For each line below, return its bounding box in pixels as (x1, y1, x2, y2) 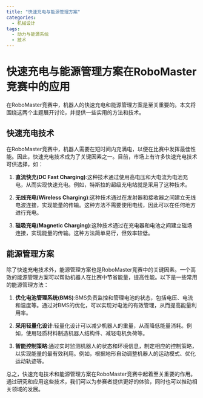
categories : (6, 15, 36, 21)
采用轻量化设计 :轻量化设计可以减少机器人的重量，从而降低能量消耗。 (15, 322, 187, 329)
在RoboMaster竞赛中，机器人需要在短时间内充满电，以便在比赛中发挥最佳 (6, 145, 191, 152)
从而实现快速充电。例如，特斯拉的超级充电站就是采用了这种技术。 (25, 181, 191, 188)
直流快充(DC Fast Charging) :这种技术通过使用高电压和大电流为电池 (15, 173, 183, 180)
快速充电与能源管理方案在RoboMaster (6, 65, 197, 79)
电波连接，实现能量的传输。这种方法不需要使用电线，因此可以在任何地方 (15, 201, 196, 209)
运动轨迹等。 (15, 357, 47, 365)
